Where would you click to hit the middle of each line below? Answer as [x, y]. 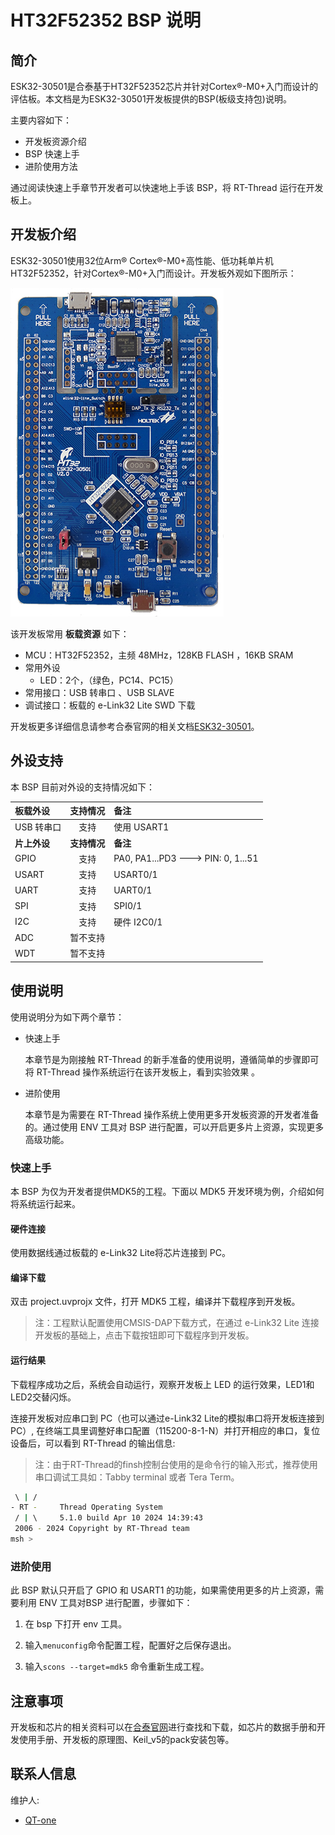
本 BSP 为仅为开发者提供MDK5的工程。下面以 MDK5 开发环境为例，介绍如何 [167, 1191]
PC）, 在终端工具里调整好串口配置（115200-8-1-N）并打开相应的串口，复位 [165, 1430]
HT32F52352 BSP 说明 [106, 20]
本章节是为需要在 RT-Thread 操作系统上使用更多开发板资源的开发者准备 [172, 1114]
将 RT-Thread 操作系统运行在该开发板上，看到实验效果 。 [142, 1072]
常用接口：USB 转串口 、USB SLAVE [99, 692]
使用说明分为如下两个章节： [67, 1017]
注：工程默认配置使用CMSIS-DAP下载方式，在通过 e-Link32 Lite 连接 [177, 1323]
